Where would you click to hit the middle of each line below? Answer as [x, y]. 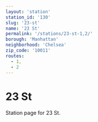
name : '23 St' [23, 28]
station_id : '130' [28, 17]
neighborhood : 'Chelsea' [36, 45]
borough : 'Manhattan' [32, 39]
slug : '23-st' [23, 23]
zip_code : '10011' [28, 51]
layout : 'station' [28, 12]
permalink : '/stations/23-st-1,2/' [49, 34]
